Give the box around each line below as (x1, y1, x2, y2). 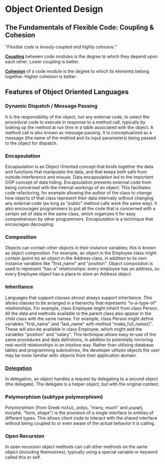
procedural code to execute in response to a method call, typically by (5, 119, 146, 125)
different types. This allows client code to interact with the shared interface (5, 415, 158, 421)
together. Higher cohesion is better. (5, 74, 77, 79)
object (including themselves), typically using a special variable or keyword (5, 449, 158, 455)
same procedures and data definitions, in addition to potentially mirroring (5, 337, 153, 343)
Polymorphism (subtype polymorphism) (5, 393, 103, 400)
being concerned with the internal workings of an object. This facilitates (5, 184, 151, 191)
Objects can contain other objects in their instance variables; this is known (5, 245, 156, 251)
